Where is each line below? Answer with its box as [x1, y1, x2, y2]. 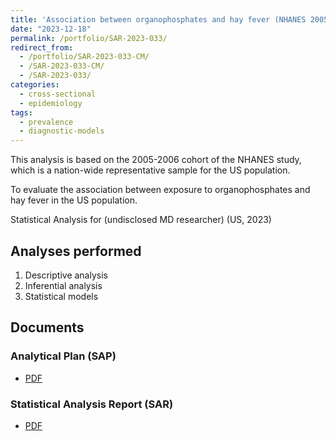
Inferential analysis [24, 279, 103, 291]
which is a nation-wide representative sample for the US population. [10, 164, 291, 176]
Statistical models [24, 290, 99, 302]
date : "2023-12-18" [10, 24, 92, 34]
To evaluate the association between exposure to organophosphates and [10, 184, 311, 196]
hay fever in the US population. [10, 194, 138, 206]
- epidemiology [19, 98, 83, 108]
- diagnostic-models [19, 126, 105, 136]
